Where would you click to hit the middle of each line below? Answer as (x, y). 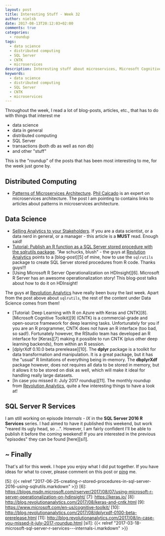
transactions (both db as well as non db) (53, 146)
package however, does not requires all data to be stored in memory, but (86, 365)
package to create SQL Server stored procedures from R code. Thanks (84, 262)
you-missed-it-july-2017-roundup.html (44, 523)
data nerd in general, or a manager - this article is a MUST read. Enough (85, 236)
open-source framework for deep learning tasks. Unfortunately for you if (86, 323)
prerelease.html (21, 518)
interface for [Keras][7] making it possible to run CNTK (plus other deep (85, 339)
